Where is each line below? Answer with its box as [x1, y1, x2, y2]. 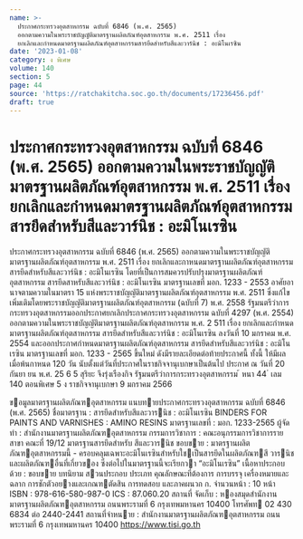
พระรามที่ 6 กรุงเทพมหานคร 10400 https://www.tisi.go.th [9, 519, 201, 530]
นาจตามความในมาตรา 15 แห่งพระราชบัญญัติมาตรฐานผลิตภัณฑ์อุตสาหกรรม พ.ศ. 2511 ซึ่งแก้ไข [9, 287, 290, 298]
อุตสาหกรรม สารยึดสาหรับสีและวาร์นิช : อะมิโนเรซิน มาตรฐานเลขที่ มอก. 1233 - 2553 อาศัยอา [9, 277, 294, 288]
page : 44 [9, 81, 43, 90]
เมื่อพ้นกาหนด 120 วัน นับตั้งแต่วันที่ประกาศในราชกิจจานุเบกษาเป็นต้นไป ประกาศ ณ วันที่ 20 [9, 359, 285, 370]
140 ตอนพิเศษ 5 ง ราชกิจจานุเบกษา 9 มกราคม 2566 [9, 379, 173, 390]
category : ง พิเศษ [9, 55, 71, 64]
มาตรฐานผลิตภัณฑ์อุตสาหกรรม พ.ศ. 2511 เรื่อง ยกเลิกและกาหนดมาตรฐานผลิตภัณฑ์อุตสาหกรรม [9, 256, 294, 267]
